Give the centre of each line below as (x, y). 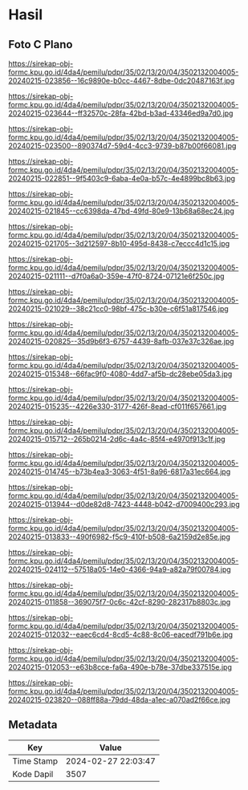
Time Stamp (35, 761)
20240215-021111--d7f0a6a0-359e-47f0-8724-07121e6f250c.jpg (116, 276)
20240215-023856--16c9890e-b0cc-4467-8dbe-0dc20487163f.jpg (122, 81)
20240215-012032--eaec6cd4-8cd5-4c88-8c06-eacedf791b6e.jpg (121, 634)
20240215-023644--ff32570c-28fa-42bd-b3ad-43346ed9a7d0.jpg (121, 113)
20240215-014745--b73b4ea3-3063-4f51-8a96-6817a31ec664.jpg (120, 472)
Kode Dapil (33, 774)
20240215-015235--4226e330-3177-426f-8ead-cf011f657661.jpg (118, 406)
